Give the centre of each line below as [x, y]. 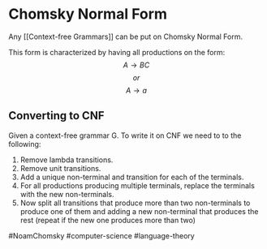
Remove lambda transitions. [67, 160]
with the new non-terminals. [67, 194]
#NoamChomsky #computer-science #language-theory [101, 235]
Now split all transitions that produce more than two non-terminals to [135, 203]
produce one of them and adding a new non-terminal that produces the [139, 211]
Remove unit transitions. [60, 168]
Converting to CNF [56, 116]
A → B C [136, 65]
